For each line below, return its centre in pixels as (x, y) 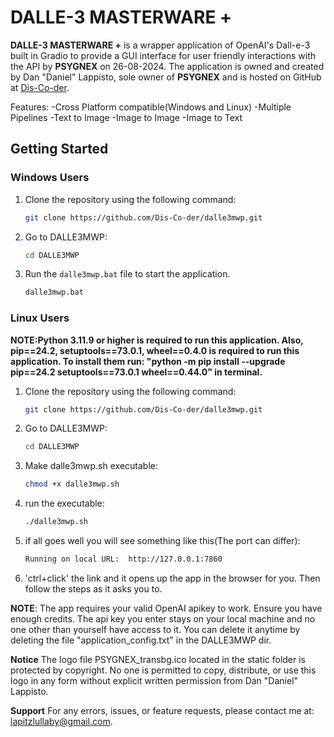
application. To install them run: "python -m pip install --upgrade (148, 361)
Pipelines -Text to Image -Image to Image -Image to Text (126, 117)
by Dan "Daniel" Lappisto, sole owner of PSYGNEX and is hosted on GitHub (166, 77)
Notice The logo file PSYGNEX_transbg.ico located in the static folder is (158, 659)
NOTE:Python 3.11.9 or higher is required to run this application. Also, (157, 340)
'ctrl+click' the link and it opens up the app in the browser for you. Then (172, 578)
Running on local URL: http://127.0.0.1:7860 (123, 559)
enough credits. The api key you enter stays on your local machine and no (163, 618)
